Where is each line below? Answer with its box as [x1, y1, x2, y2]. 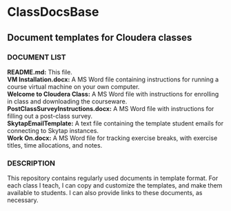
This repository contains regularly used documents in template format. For [7, 174, 219, 183]
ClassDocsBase [7, 4, 99, 20]
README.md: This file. [7, 68, 72, 76]
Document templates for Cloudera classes [7, 32, 192, 43]
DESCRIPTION [7, 158, 56, 168]
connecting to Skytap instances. [7, 126, 99, 134]
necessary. [7, 196, 39, 204]
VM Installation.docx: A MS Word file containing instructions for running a [7, 75, 219, 83]
